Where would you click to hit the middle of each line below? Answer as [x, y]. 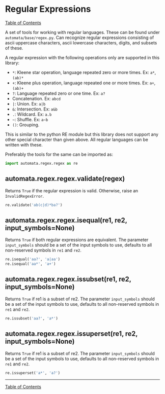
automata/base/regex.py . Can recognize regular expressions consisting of [80, 37]
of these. [14, 48]
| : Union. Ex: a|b [29, 104]
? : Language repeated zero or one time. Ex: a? [59, 93]
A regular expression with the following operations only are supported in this [82, 57]
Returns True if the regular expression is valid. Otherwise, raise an [72, 190]
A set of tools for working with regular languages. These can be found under [82, 32]
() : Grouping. [26, 125]
